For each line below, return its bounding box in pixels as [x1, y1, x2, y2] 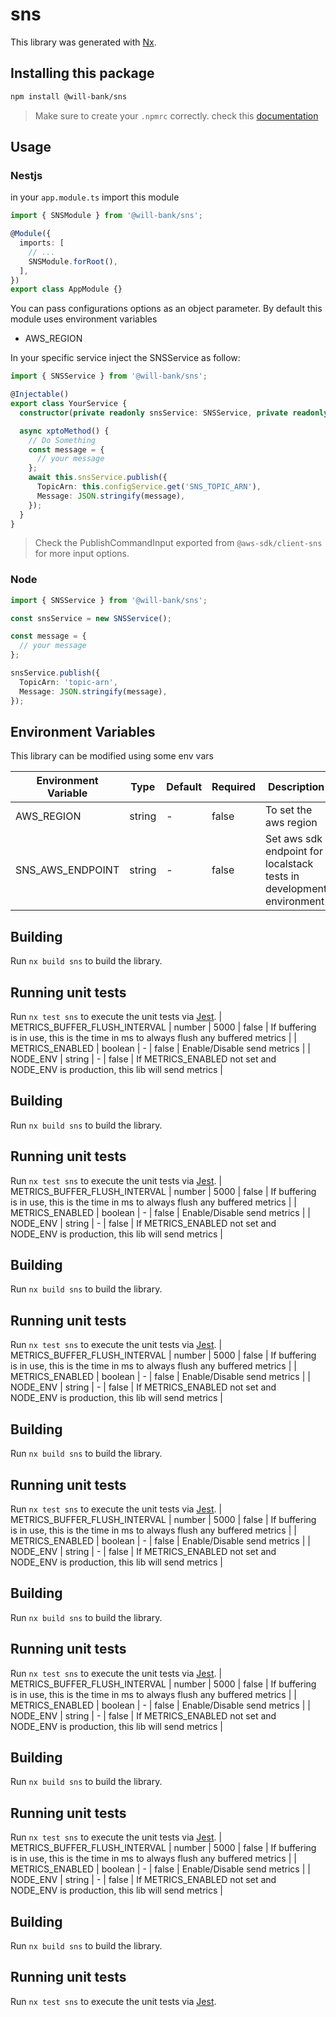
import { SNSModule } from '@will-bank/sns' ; [10, 211, 203, 221]
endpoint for [265, 844, 323, 858]
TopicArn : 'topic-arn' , [19, 677, 118, 687]
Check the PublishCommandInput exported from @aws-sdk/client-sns [34, 537, 323, 549]
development [265, 882, 328, 896]
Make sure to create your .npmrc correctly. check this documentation [34, 109, 319, 122]
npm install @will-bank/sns [10, 91, 128, 102]
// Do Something [28, 435, 97, 445]
